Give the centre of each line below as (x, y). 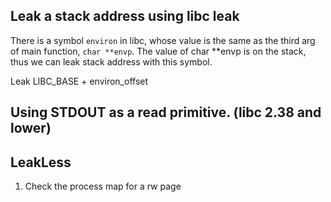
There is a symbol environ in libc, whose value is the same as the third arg (163, 40)
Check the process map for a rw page (103, 186)
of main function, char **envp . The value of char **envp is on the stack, (158, 51)
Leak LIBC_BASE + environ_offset (79, 81)
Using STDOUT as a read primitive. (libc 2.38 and (166, 112)
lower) (31, 128)
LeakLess (41, 162)
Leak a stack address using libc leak (125, 16)
